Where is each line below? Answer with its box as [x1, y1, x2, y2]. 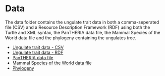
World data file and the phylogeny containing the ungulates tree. [5, 35, 136, 41]
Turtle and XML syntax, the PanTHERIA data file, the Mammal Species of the [5, 29, 161, 35]
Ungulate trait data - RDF [12, 50, 63, 55]
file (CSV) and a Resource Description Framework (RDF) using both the [5, 24, 150, 30]
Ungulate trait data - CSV [12, 44, 64, 50]
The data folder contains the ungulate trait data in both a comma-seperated [5, 19, 160, 25]
